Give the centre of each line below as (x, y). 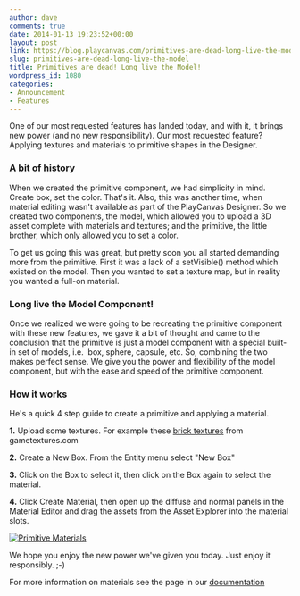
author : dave (33, 17)
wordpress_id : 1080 (46, 76)
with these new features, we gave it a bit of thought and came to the (135, 332)
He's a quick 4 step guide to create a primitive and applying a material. (139, 414)
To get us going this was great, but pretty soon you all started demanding (144, 252)
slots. (19, 521)
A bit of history (42, 168)
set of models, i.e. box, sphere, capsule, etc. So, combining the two (142, 352)
